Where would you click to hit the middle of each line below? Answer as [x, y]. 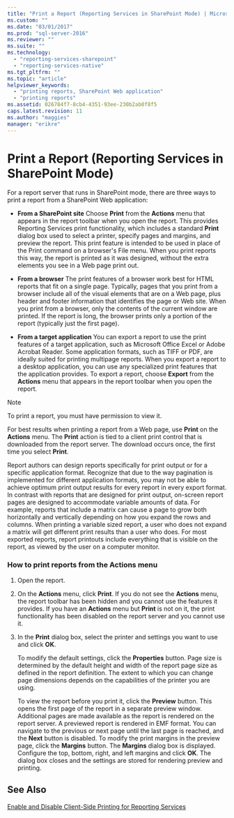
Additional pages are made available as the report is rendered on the [116, 715]
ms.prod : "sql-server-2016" [48, 33]
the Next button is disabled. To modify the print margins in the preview [119, 738]
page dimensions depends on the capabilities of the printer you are [114, 680]
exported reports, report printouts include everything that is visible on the [112, 540]
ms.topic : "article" [37, 79]
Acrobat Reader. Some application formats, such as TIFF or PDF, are [115, 352]
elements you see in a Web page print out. [78, 265]
